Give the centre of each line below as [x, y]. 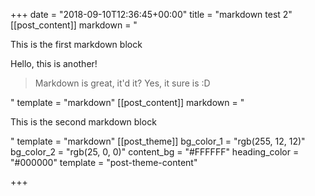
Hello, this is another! [54, 63]
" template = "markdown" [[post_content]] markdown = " [127, 102]
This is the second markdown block [83, 122]
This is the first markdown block [76, 44]
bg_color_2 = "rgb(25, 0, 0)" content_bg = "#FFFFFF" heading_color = [155, 152]
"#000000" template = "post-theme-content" [104, 162]
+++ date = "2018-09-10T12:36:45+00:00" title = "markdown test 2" [151, 14]
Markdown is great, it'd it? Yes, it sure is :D [122, 83]
